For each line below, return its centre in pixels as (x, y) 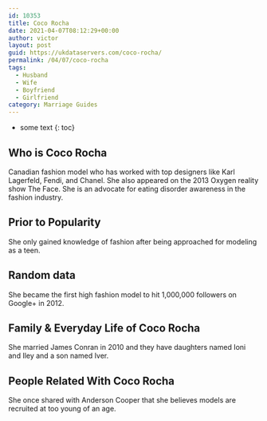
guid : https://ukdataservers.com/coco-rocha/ (85, 53)
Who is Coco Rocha (58, 153)
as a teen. (25, 250)
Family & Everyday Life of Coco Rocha (104, 328)
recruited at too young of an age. (63, 409)
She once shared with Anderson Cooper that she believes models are (122, 400)
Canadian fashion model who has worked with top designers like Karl (122, 172)
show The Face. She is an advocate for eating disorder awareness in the (127, 189)
